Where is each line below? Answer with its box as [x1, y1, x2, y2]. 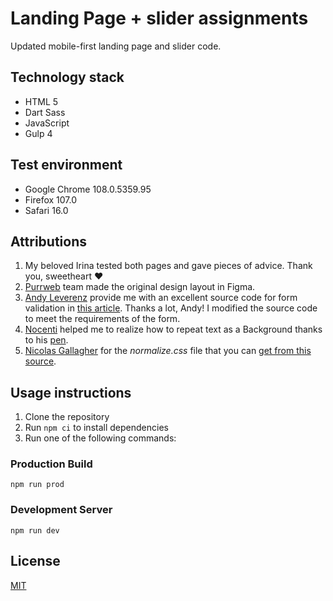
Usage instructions [10, 384, 132, 401]
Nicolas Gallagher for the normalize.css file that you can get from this [24, 345, 312, 357]
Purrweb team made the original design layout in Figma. [24, 281, 256, 293]
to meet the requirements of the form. [24, 313, 181, 325]
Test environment [10, 157, 123, 174]
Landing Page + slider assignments [10, 7, 309, 30]
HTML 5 [24, 95, 59, 107]
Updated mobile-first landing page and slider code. [10, 40, 222, 52]
